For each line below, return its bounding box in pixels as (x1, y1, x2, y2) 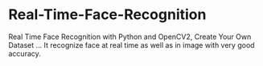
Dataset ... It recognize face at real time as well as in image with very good (8, 40, 255, 49)
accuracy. (8, 49, 42, 58)
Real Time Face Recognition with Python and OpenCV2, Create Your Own (8, 32, 252, 41)
